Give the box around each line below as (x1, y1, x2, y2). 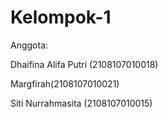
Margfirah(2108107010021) (10, 77, 120, 90)
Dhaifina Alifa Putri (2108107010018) (10, 58, 159, 70)
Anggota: (10, 39, 49, 51)
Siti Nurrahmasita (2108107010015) (10, 97, 153, 109)
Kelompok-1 (10, 6, 112, 29)
